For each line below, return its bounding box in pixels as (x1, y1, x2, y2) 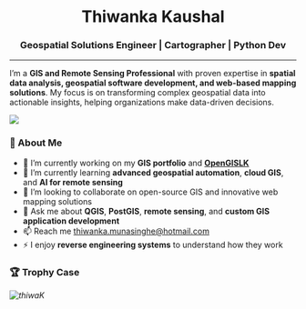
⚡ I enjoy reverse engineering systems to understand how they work (22, 239, 284, 250)
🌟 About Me (9, 136, 63, 149)
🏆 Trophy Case (9, 265, 80, 278)
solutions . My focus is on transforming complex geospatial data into (9, 87, 266, 98)
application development (22, 215, 120, 226)
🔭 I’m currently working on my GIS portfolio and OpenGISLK (22, 157, 250, 168)
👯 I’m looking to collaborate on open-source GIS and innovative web (22, 186, 279, 197)
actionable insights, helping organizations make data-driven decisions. (9, 97, 275, 108)
